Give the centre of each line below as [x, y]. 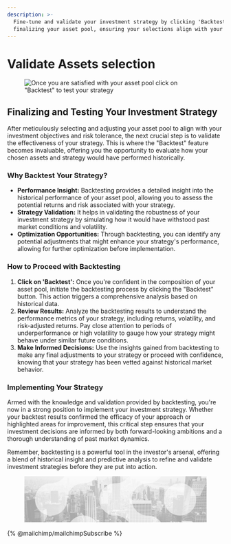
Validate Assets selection [81, 64]
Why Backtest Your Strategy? [57, 175]
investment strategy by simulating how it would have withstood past [113, 219]
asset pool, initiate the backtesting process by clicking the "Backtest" [115, 289]
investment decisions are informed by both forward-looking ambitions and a [114, 432]
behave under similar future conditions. [73, 340]
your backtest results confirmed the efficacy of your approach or [99, 417]
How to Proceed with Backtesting [64, 267]
